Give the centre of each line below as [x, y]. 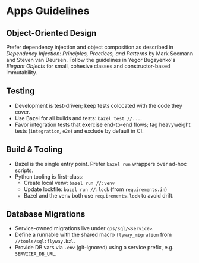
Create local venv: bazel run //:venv [69, 183]
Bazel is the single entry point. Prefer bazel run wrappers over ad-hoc [101, 164]
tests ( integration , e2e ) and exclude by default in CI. [79, 131]
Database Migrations [46, 215]
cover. [23, 112]
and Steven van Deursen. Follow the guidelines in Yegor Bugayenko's [91, 60]
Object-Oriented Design [51, 33]
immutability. [22, 72]
